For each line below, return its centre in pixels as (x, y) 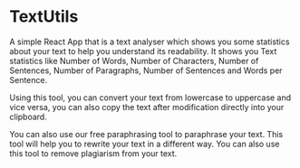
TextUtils (44, 17)
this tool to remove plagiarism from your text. (93, 153)
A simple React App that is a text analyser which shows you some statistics (150, 42)
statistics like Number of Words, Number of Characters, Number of (134, 61)
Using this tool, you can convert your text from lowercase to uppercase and (150, 98)
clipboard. (28, 117)
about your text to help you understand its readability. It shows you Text (143, 51)
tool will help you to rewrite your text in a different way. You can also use (145, 144)
